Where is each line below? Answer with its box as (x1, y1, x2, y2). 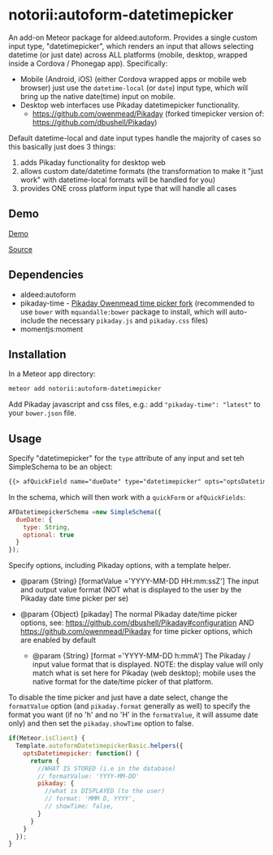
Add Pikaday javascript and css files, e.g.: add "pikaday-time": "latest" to (8, 400, 261, 410)
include (19, 315, 45, 325)
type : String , (23, 523, 71, 532)
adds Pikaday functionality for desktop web (19, 157, 167, 167)
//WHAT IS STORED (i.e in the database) (37, 764, 176, 773)
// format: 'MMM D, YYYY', (44, 795, 136, 803)
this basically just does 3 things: (8, 141, 116, 151)
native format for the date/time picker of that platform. (32, 677, 214, 687)
